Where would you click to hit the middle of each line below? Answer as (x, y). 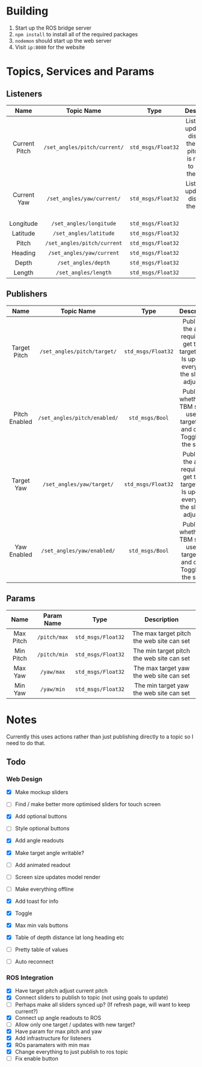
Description (161, 619)
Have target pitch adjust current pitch (61, 991)
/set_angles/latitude (84, 233)
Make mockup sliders (41, 792)
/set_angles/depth (84, 263)
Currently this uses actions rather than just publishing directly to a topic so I (100, 736)
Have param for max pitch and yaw (58, 1031)
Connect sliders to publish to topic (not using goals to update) (91, 998)
